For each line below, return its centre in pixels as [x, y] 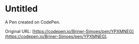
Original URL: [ [20, 31]
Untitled [21, 9]
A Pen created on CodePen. [33, 22]
